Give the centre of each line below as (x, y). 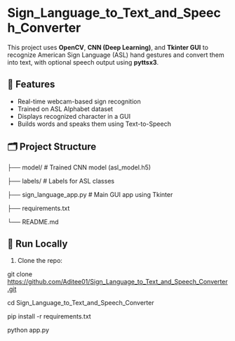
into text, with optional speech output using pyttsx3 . (83, 62)
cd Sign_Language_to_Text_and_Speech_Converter (81, 303)
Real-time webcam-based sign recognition (79, 101)
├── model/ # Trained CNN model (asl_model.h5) (79, 167)
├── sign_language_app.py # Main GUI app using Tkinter (90, 194)
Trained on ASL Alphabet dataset (65, 109)
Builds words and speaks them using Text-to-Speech (94, 124)
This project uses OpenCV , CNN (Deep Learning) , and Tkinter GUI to (108, 47)
